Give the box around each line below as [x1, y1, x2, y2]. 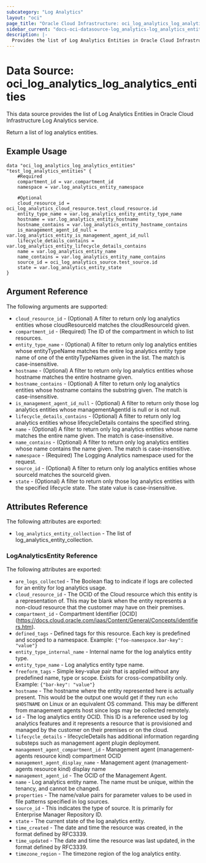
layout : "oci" [6, 15, 43, 21]
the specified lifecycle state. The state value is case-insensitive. [15, 484, 177, 491]
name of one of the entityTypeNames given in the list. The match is [15, 354, 185, 361]
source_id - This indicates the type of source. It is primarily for [15, 804, 174, 812]
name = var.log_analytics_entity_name [17, 248, 116, 254]
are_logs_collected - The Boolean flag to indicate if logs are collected [15, 577, 193, 585]
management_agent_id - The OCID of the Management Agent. [15, 772, 167, 779]
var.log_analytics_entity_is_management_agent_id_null [6, 232, 150, 238]
